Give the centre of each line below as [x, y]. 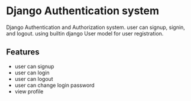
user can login [32, 73]
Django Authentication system [83, 11]
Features [23, 52]
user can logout [34, 79]
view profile [29, 91]
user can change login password [54, 85]
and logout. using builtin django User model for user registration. [85, 33]
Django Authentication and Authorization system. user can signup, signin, [96, 27]
